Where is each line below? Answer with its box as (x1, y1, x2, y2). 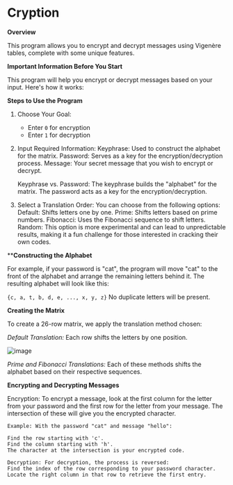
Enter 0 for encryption (27, 123, 90, 131)
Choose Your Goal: (17, 110, 72, 118)
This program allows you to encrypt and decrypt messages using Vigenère (7, 41, 221, 49)
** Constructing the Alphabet (7, 251, 93, 259)
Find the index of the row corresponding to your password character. (7, 465, 216, 472)
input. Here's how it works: (7, 83, 85, 91)
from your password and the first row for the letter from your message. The (7, 402, 223, 410)
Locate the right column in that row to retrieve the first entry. (7, 471, 207, 478)
